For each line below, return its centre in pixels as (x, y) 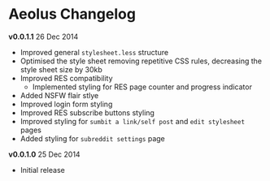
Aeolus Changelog (72, 14)
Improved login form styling (66, 104)
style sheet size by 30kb (61, 69)
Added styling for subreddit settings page (92, 138)
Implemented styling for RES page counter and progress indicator (142, 87)
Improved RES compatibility (66, 78)
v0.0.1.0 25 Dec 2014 (44, 154)
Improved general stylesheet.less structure (94, 52)
